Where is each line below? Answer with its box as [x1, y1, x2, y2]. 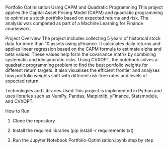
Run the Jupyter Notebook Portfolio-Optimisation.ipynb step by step [12, 137, 154, 143]
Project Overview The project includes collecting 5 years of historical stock [5, 35, 161, 41]
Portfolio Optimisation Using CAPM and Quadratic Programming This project [5, 5, 163, 10]
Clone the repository [12, 118, 55, 123]
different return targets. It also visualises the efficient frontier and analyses [5, 67, 160, 73]
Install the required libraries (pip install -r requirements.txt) [12, 127, 134, 133]
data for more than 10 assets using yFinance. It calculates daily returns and [5, 41, 161, 47]
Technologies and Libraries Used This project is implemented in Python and [5, 88, 162, 93]
